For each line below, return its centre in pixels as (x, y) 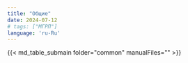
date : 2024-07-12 (32, 20)
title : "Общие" (29, 13)
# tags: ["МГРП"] (32, 26)
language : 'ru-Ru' (34, 33)
